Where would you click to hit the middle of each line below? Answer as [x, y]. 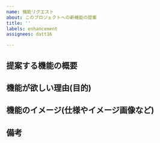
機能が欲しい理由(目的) [49, 88]
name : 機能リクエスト [30, 12]
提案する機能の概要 [42, 65]
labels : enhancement [32, 29]
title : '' [19, 23]
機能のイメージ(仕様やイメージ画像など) [80, 110]
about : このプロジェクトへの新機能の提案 [52, 17]
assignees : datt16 [29, 34]
